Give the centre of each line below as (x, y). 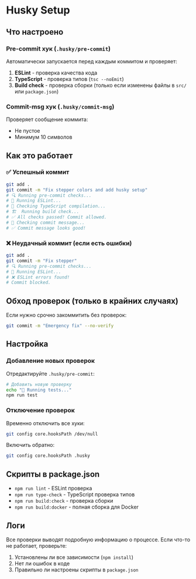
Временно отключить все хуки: (45, 423)
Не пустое (27, 131)
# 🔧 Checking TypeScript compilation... (56, 206)
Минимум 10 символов (43, 137)
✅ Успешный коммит (38, 172)
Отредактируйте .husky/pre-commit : (50, 373)
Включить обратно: (30, 445)
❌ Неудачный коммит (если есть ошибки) (69, 243)
